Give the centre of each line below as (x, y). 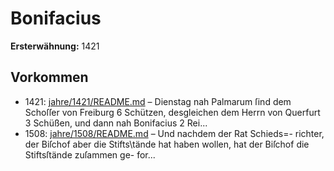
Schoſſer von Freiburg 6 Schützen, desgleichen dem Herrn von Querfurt (172, 112)
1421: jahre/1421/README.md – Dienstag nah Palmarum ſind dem (158, 101)
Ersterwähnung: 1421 (55, 46)
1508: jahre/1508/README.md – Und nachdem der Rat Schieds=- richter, (174, 133)
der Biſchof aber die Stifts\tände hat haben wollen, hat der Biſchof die (167, 144)
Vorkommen (49, 77)
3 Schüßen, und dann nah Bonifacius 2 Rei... (116, 123)
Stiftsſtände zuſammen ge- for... (90, 154)
